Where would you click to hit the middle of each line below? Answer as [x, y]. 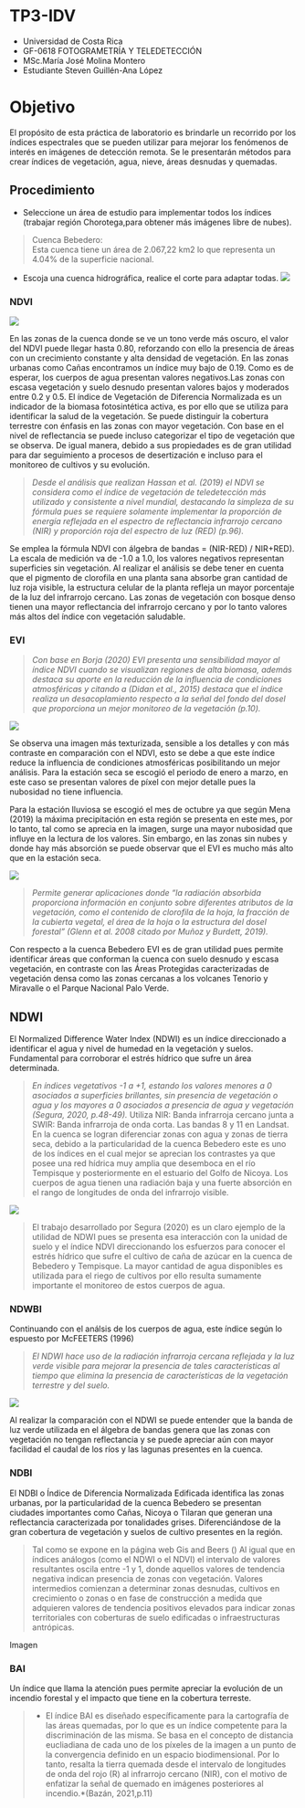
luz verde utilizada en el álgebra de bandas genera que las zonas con [140, 1430]
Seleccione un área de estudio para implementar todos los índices [147, 212]
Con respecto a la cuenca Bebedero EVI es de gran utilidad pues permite [147, 950]
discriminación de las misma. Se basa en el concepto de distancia [169, 1735]
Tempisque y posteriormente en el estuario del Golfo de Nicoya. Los [160, 1173]
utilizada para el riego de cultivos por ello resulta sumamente [147, 1276]
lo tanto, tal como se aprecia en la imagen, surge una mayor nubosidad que [151, 829]
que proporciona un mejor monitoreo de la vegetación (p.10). [146, 709]
